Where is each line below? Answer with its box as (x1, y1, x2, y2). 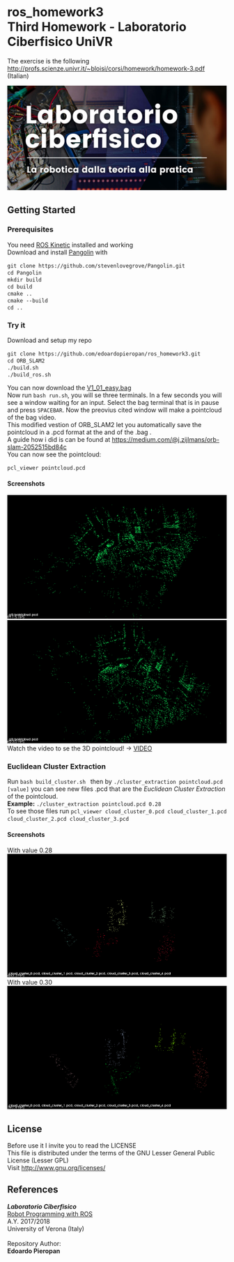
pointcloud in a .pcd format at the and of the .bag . (7, 428, 152, 436)
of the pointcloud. (7, 792, 58, 801)
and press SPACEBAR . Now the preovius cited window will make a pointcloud (7, 406, 222, 415)
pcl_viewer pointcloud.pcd (7, 465, 86, 472)
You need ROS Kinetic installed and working (7, 240, 134, 249)
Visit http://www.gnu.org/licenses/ (7, 1164, 106, 1172)
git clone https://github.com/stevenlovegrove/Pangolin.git (7, 262, 186, 269)
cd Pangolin (7, 269, 42, 276)
